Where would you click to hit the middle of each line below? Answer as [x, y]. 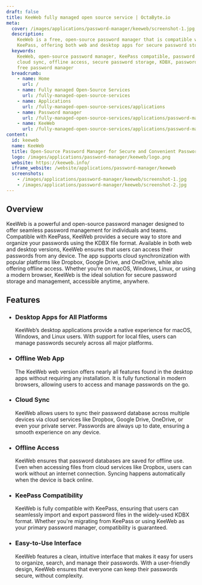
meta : [13, 23]
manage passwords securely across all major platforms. [84, 343]
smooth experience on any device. [58, 432]
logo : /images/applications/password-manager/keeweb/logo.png [91, 157]
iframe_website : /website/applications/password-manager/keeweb [94, 168]
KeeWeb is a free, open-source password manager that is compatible [105, 40]
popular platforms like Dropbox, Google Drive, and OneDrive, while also [95, 262]
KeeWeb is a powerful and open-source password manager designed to [95, 223]
